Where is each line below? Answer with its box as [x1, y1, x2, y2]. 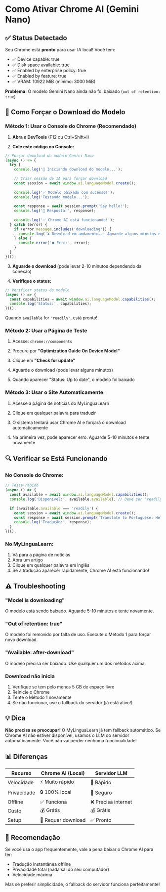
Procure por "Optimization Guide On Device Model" [12, 348, 120, 354]
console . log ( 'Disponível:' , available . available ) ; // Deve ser [9, 497, 142, 502]
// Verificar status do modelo [5, 288, 70, 293]
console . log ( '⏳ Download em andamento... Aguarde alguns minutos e [18, 231, 161, 236]
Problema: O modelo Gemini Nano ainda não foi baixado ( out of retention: [5, 88, 161, 94]
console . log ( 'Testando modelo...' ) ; [14, 194, 90, 200]
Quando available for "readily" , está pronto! [5, 315, 98, 321]
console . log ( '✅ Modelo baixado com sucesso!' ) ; [14, 190, 115, 195]
